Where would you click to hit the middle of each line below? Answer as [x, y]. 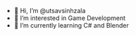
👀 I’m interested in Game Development [69, 18]
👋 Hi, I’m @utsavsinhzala [50, 11]
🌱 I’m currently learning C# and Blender [71, 25]
